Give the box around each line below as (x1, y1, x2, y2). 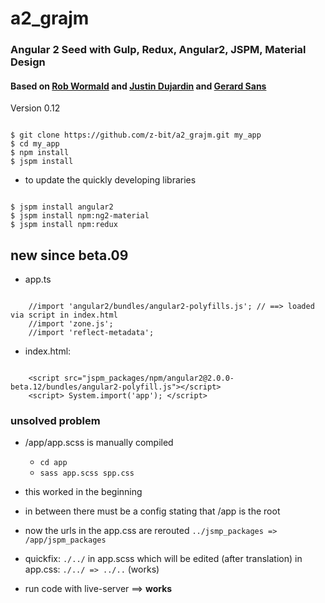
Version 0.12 (10, 102, 61, 114)
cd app (39, 458, 68, 468)
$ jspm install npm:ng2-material (10, 211, 150, 221)
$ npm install (10, 148, 70, 158)
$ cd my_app (10, 139, 60, 149)
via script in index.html (10, 310, 118, 321)
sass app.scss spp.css (39, 468, 135, 479)
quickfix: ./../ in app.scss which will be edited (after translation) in (24, 553, 303, 565)
